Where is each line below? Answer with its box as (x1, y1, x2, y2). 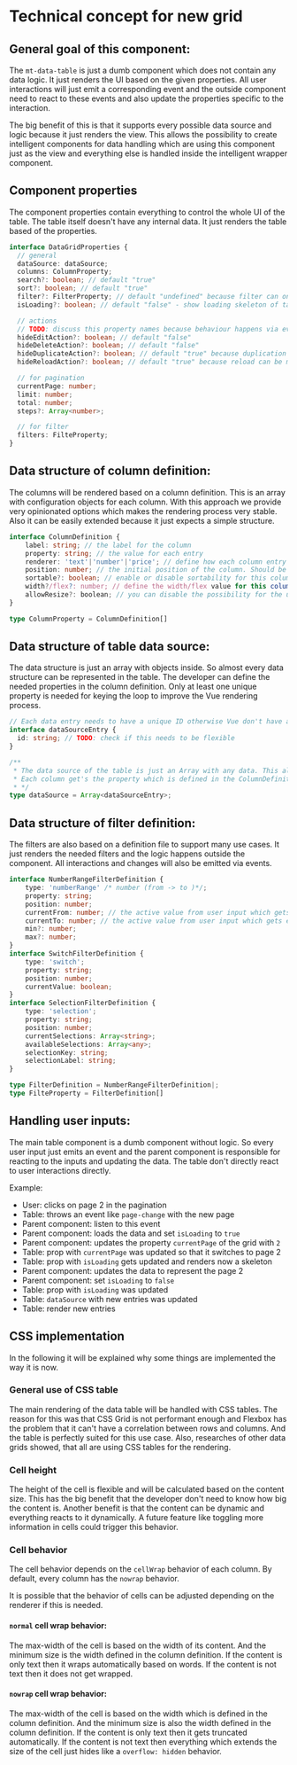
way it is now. (9, 1362, 59, 1372)
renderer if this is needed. (9, 1600, 103, 1611)
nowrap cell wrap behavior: (9, 1689, 108, 1699)
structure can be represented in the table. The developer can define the (9, 672, 270, 683)
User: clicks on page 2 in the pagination (21, 1199, 168, 1210)
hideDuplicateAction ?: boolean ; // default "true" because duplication (17, 349, 287, 358)
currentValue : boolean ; (25, 982, 113, 991)
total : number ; (17, 398, 73, 407)
